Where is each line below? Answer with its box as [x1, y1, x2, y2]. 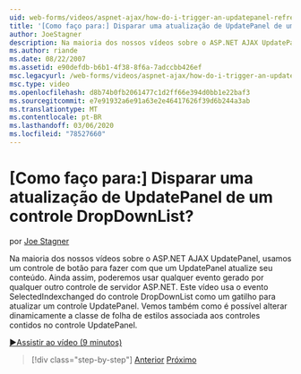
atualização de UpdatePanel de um [9, 187, 273, 208]
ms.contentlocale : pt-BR [9, 113, 102, 122]
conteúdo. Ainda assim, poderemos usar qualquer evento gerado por [9, 272, 264, 283]
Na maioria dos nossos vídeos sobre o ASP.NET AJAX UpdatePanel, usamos [9, 252, 292, 264]
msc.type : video [9, 80, 70, 89]
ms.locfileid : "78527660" [9, 130, 106, 139]
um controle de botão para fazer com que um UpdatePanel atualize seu [9, 262, 273, 273]
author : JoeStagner [9, 30, 82, 38]
